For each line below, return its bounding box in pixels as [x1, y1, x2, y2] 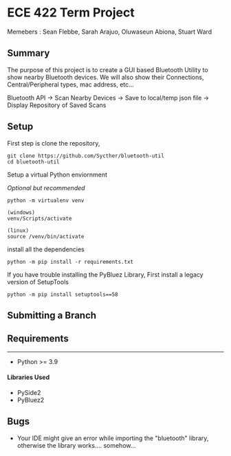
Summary [7, 47, 50, 59]
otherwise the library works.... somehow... [16, 441, 136, 449]
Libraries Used [7, 373, 50, 382]
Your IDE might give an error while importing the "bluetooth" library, [16, 434, 209, 442]
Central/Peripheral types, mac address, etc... [7, 80, 134, 89]
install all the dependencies [7, 245, 85, 253]
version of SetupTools [7, 277, 69, 286]
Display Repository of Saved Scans [7, 101, 107, 109]
